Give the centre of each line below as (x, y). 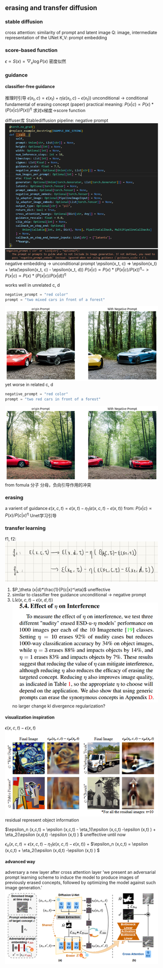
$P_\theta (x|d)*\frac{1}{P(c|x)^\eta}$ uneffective (61, 590)
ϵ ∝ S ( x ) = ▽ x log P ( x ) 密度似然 (36, 62)
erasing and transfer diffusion (51, 8)
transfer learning (25, 528)
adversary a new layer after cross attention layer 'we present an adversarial (81, 872)
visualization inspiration (30, 717)
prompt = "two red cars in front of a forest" (53, 399)
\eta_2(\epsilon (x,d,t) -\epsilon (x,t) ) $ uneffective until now (65, 835)
